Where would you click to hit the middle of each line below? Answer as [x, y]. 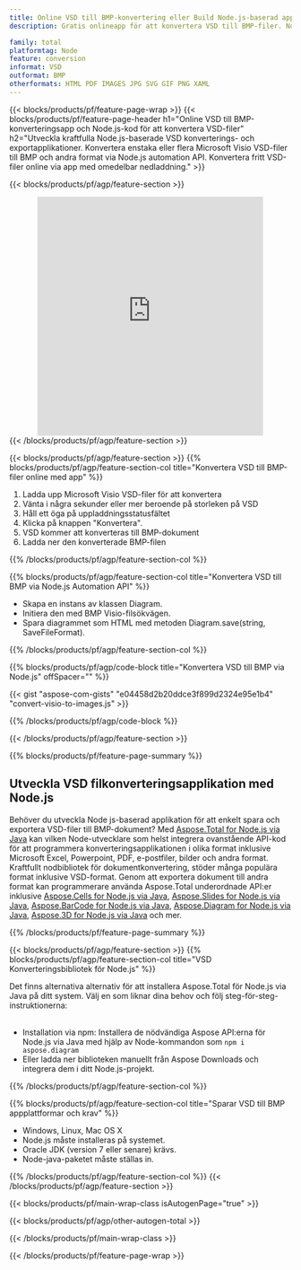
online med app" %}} [64, 477]
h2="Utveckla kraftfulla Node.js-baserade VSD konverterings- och [132, 138]
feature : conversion [48, 59]
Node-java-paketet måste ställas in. [88, 1159]
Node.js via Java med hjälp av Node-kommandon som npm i [133, 1041]
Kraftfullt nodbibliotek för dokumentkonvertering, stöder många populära [143, 867]
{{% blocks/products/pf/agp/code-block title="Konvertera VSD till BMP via [147, 667]
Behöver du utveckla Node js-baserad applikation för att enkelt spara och [145, 819]
